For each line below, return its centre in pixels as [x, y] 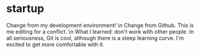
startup [25, 9]
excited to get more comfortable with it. [55, 44]
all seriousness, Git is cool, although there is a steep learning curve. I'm [95, 38]
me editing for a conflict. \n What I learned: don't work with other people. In [100, 31]
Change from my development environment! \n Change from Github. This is [100, 25]
